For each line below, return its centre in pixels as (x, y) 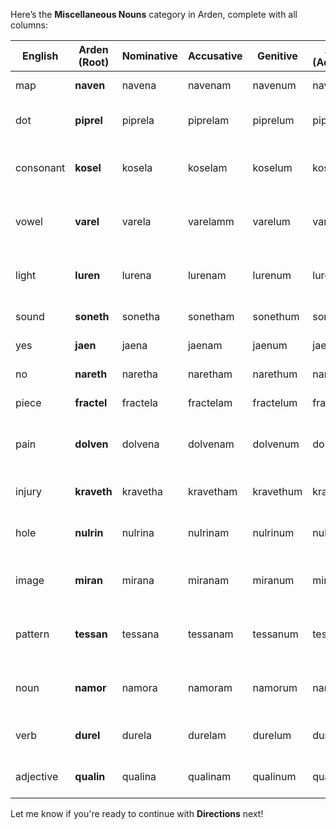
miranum (273, 580)
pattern (32, 634)
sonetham (211, 316)
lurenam (207, 275)
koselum (272, 167)
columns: (29, 25)
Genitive (277, 56)
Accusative (215, 56)
